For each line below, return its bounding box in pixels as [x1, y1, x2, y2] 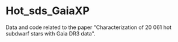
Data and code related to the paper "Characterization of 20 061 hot [5, 24, 172, 31]
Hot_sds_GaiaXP [5, 4, 90, 18]
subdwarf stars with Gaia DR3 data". [5, 30, 96, 37]
